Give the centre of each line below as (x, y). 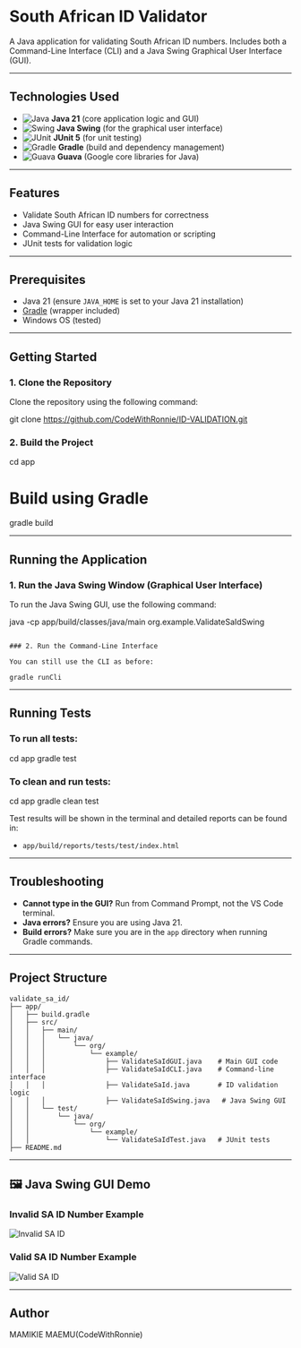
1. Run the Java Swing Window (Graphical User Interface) (136, 585)
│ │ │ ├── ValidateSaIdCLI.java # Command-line (142, 1069)
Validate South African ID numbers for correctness (115, 215)
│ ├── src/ (34, 1022)
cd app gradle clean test (54, 801)
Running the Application (78, 559)
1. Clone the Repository (60, 382)
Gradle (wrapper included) (71, 311)
